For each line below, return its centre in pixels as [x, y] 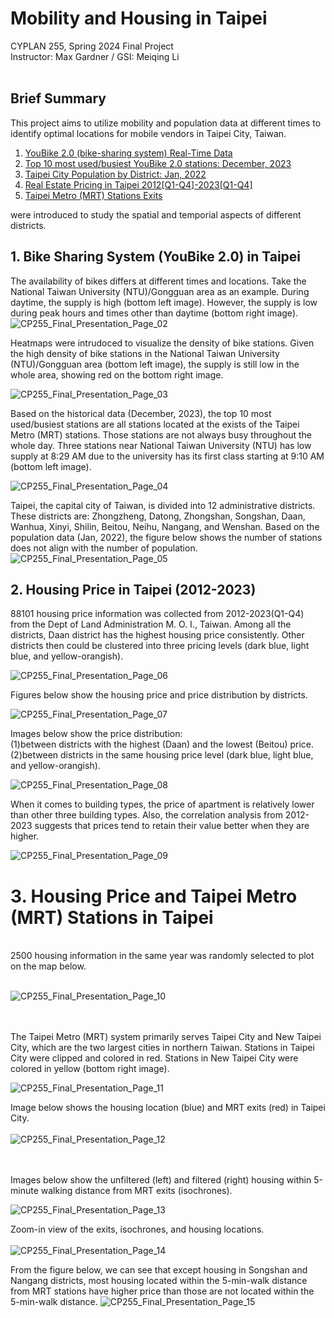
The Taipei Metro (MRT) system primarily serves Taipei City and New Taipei [166, 1037]
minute [24, 1191]
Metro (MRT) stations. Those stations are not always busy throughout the [161, 434]
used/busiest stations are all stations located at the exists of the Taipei [155, 424]
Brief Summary [58, 98]
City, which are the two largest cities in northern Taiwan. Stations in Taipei [162, 1048]
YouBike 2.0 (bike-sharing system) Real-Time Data [128, 153]
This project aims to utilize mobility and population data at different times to [166, 123]
